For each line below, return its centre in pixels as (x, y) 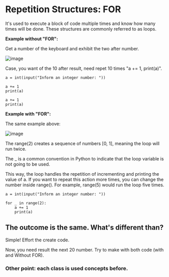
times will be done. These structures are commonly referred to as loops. (81, 29)
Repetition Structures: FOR (63, 9)
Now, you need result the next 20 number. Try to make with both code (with (84, 250)
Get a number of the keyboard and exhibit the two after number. (72, 48)
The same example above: (33, 124)
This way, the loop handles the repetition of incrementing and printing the (82, 174)
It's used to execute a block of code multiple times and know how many (80, 23)
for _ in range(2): (26, 203)
